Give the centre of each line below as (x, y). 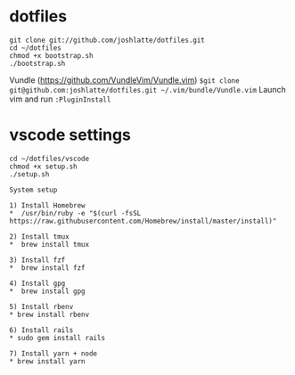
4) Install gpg (37, 283)
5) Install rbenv (41, 306)
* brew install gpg (48, 291)
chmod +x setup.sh (43, 167)
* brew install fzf (48, 268)
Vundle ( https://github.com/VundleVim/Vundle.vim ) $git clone (124, 80)
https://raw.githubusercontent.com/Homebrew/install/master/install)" (143, 221)
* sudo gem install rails (57, 338)
